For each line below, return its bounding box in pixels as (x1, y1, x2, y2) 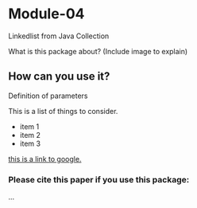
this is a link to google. (8, 154, 82, 163)
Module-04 (8, 5, 85, 23)
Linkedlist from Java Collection (8, 31, 110, 41)
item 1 (19, 121, 40, 131)
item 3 (19, 139, 41, 148)
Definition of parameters (8, 91, 88, 100)
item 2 (19, 130, 41, 139)
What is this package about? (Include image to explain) (8, 46, 188, 56)
